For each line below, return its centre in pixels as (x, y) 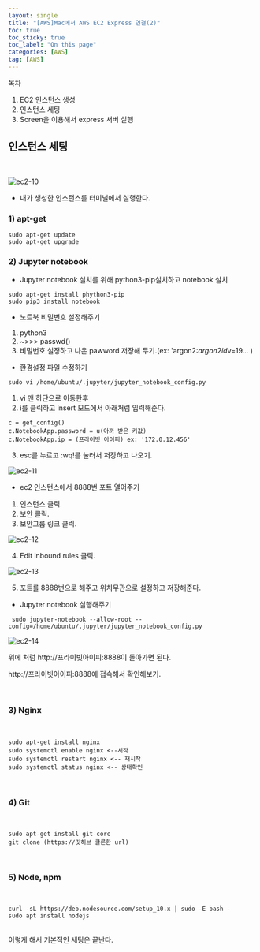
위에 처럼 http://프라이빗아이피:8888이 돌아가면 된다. (90, 657)
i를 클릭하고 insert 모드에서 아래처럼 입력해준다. (93, 408)
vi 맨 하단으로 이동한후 (54, 398)
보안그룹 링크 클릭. (48, 524)
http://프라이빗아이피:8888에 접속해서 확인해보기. (85, 674)
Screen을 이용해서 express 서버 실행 (76, 119)
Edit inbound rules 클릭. (58, 556)
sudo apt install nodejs (49, 916)
